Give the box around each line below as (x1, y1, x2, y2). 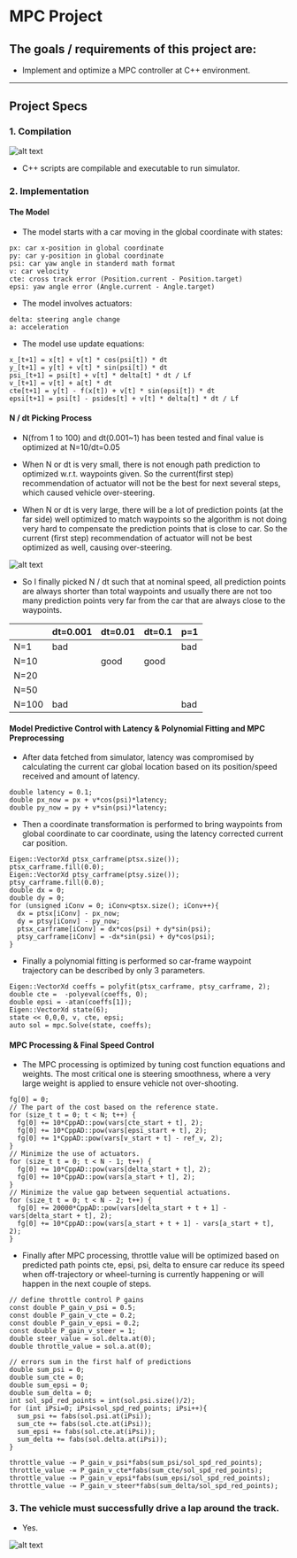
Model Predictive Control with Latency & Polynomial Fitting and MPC (9, 723, 265, 733)
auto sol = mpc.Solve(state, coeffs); (9, 1021, 152, 1030)
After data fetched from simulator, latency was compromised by (21, 752, 255, 763)
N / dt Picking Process (9, 413, 93, 423)
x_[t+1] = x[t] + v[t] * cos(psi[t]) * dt (9, 355, 168, 364)
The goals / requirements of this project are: (9, 42, 257, 57)
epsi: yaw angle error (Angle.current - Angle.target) (9, 282, 216, 291)
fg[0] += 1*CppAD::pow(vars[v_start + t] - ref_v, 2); (17, 1134, 224, 1143)
